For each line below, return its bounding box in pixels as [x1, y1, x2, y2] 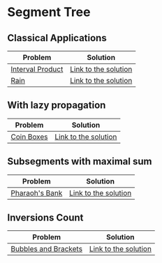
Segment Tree [7, 4, 91, 20]
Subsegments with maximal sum [7, 156, 152, 167]
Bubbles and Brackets [10, 244, 82, 254]
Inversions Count [7, 212, 84, 224]
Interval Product [10, 64, 64, 74]
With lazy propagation [7, 99, 106, 112]
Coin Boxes [10, 132, 48, 142]
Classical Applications [7, 32, 107, 44]
